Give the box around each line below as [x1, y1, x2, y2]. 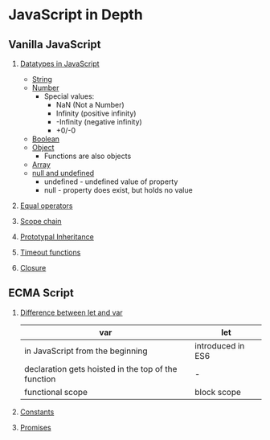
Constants [19, 407, 55, 417]
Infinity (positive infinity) [55, 108, 137, 118]
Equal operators [19, 201, 74, 210]
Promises [19, 422, 51, 432]
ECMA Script [8, 287, 74, 300]
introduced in [194, 340, 245, 351]
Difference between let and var [19, 308, 123, 317]
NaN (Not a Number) [55, 100, 125, 109]
